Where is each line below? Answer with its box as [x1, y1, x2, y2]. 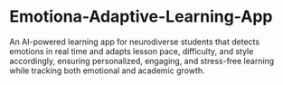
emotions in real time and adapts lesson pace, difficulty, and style [9, 45, 254, 56]
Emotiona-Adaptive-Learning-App [9, 6, 273, 27]
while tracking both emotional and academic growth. [9, 65, 205, 76]
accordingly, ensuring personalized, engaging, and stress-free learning [9, 55, 275, 66]
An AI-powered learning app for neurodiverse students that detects [9, 36, 260, 47]
